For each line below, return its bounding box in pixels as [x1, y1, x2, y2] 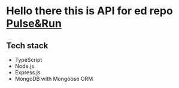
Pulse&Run [6, 17, 62, 30]
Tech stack [6, 40, 48, 51]
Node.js [14, 62, 35, 70]
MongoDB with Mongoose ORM [14, 76, 93, 82]
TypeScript [14, 56, 43, 63]
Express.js [14, 69, 41, 76]
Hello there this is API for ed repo [6, 4, 174, 18]
